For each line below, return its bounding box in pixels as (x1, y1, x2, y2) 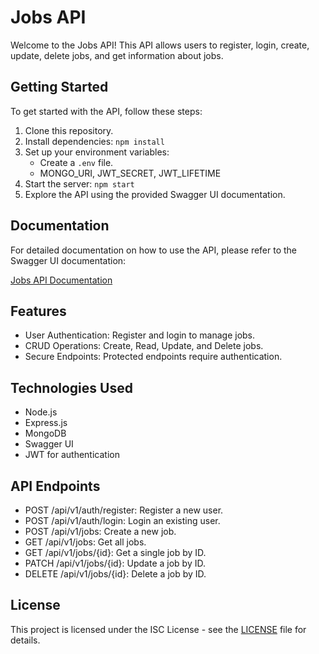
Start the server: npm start (24, 177, 135, 190)
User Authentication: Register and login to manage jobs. (24, 329, 256, 341)
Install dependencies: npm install (24, 135, 165, 147)
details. (10, 634, 41, 646)
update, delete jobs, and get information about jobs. (10, 49, 224, 61)
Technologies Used (10, 379, 133, 396)
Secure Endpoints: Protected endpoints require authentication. (24, 351, 283, 363)
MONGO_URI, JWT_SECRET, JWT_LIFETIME (39, 167, 222, 179)
